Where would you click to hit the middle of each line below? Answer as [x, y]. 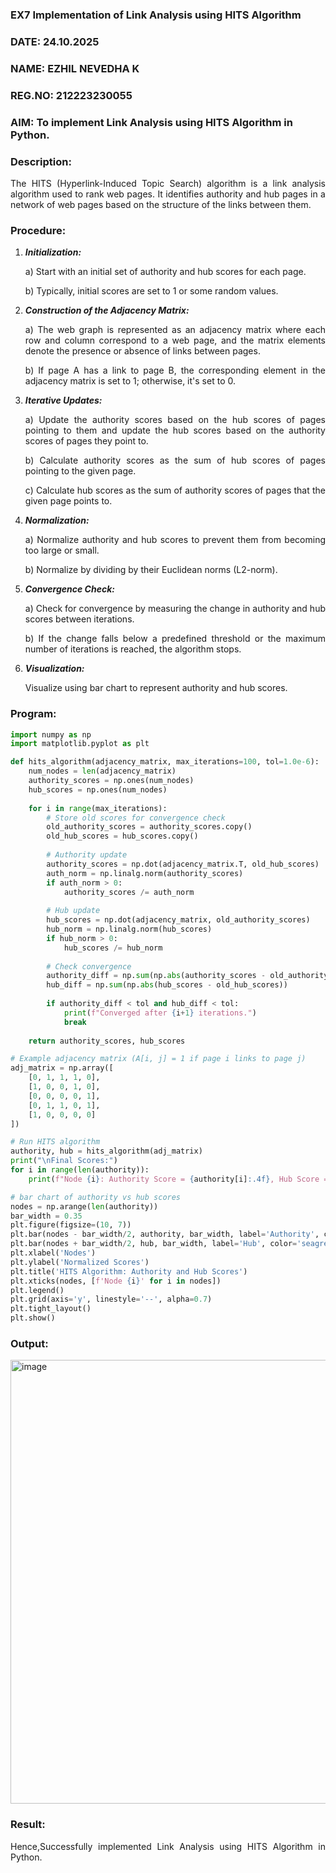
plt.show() [33, 1318]
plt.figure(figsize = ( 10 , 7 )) [71, 1225]
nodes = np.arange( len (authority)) [84, 1206]
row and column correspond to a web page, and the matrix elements [175, 340]
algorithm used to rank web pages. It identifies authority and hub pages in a [168, 194]
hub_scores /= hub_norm [113, 948]
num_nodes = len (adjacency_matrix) [102, 771]
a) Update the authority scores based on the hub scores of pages [175, 420]
